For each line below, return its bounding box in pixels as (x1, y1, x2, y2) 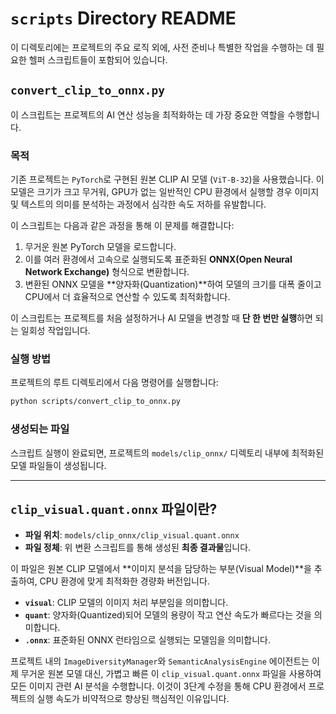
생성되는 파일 (10, 422, 70, 436)
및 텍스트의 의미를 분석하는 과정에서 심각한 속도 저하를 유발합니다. (10, 198, 267, 211)
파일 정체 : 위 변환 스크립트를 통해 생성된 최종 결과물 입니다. (24, 542, 252, 554)
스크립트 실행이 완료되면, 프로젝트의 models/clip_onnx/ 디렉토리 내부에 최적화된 (10, 447, 325, 459)
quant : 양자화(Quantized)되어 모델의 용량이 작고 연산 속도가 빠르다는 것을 (24, 609, 312, 621)
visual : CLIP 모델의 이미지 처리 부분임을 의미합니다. (24, 597, 229, 609)
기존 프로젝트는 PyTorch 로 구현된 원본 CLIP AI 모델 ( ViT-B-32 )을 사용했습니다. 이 (10, 173, 325, 186)
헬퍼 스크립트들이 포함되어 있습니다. (28, 53, 168, 66)
